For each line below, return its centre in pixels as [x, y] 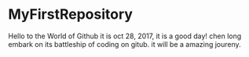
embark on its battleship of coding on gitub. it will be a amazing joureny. [124, 44]
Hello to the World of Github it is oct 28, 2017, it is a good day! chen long [125, 36]
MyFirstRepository [71, 14]
